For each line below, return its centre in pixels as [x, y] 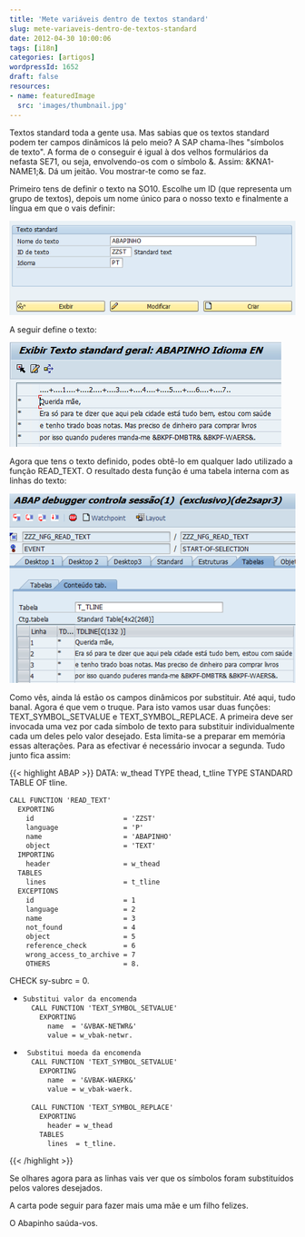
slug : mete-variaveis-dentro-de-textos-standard [103, 29]
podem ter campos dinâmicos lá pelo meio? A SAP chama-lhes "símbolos [147, 142]
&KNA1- [260, 161]
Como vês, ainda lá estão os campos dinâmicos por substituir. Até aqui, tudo [152, 698]
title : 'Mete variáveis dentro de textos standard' [109, 19]
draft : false [34, 77]
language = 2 [81, 910]
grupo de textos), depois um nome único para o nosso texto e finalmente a [149, 198]
